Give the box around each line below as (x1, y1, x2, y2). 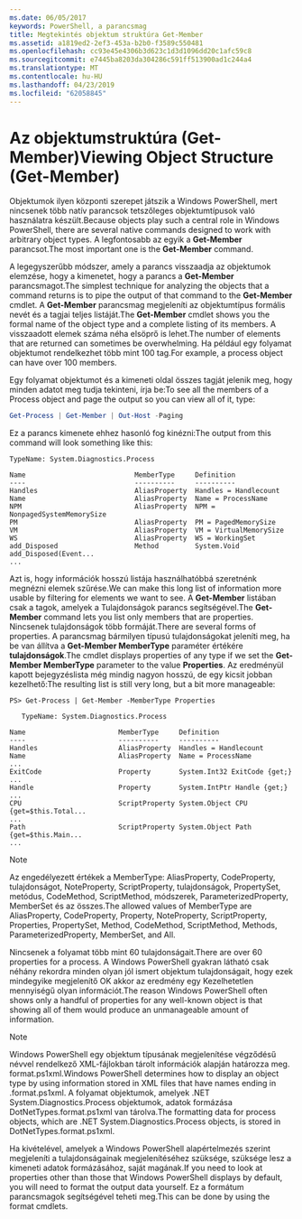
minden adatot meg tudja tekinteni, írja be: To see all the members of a (9, 385, 269, 395)
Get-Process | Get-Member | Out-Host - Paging (9, 412, 183, 421)
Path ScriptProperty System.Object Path (9, 823, 252, 832)
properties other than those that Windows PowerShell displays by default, (9, 1172, 283, 1183)
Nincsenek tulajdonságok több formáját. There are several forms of (9, 621, 257, 632)
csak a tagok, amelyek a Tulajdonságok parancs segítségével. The (9, 602, 254, 613)
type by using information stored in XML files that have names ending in (9, 1078, 277, 1089)
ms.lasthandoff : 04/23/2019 (9, 80, 115, 89)
